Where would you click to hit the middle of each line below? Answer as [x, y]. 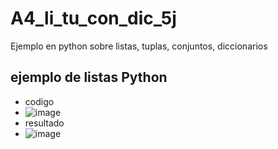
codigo [39, 101]
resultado [44, 123]
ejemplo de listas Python [89, 77]
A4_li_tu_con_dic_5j [93, 18]
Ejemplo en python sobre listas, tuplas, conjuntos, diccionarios [139, 46]
